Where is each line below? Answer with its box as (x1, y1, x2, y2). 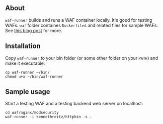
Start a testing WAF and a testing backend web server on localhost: (5, 101, 143, 107)
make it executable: (5, 60, 45, 66)
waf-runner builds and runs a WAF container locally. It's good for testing (5, 17, 153, 23)
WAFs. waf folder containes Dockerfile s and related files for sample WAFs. (5, 22, 158, 28)
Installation (5, 42, 41, 50)
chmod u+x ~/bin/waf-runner (5, 74, 64, 79)
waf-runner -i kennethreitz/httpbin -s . (5, 115, 92, 120)
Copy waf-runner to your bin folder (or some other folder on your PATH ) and (5, 55, 158, 61)
